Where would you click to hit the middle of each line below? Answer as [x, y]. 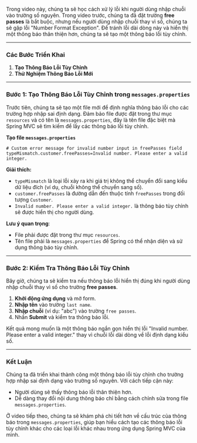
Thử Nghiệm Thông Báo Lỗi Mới [54, 74]
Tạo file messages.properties [41, 137]
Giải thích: [19, 169]
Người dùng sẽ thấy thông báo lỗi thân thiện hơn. [74, 392]
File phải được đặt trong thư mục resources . [67, 234]
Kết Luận [19, 361]
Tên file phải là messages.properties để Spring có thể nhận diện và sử [98, 241]
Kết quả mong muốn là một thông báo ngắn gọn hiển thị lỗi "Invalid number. [97, 328]
